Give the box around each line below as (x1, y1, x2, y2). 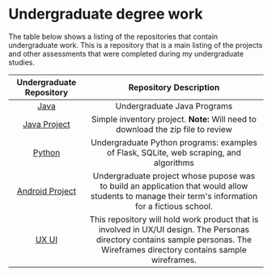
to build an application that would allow (100, 180, 249, 191)
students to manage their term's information (90, 190, 257, 202)
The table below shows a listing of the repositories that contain (8, 32, 219, 41)
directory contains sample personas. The (96, 234, 253, 245)
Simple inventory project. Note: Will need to (91, 113, 257, 125)
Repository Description (128, 82, 220, 93)
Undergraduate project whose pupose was (92, 170, 256, 181)
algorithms (153, 157, 194, 168)
